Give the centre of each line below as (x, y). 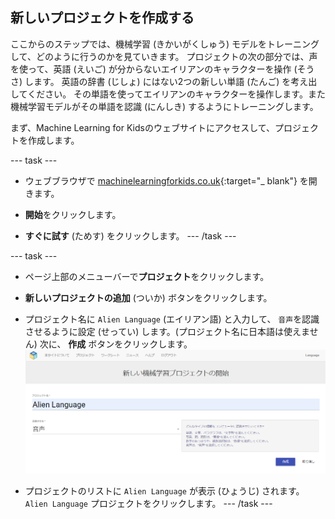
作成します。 (53, 140)
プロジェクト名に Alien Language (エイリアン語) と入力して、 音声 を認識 (172, 319)
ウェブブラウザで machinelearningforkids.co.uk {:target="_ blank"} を (166, 180)
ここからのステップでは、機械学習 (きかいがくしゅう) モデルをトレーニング (165, 44)
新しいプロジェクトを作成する (102, 18)
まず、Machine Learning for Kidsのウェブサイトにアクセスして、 (143, 127)
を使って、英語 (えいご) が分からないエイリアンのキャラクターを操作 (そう (162, 69)
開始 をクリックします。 (73, 214)
